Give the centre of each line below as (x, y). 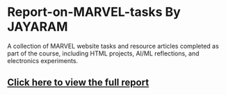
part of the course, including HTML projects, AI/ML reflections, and (103, 53)
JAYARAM (38, 27)
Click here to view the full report (78, 83)
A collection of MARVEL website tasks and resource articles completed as (113, 46)
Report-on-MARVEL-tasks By (94, 12)
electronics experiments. (43, 60)
